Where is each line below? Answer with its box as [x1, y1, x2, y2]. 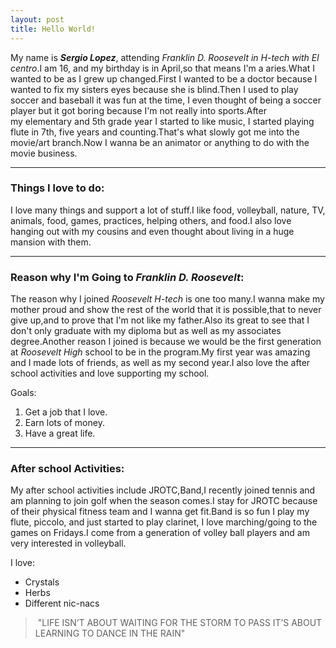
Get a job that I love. [24, 406, 108, 418]
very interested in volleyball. [10, 537, 127, 550]
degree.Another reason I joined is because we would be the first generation [10, 336, 322, 348]
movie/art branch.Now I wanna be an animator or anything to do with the [10, 136, 310, 148]
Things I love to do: [10, 181, 105, 195]
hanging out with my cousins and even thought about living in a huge [10, 225, 295, 237]
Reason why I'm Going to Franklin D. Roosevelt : [10, 270, 245, 284]
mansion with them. [10, 236, 92, 248]
